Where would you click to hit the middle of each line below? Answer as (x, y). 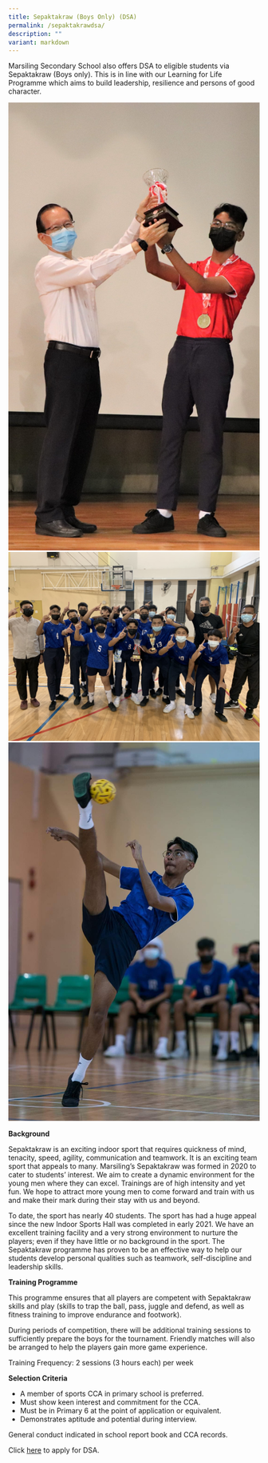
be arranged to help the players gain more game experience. (108, 1347)
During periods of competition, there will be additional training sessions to (130, 1330)
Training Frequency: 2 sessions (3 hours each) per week (101, 1362)
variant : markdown (39, 42)
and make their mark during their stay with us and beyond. (104, 1200)
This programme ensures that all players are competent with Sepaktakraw (130, 1297)
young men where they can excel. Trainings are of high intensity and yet (127, 1183)
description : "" (35, 34)
